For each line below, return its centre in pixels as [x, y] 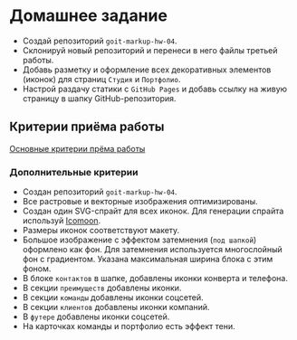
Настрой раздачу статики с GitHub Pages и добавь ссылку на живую [155, 89]
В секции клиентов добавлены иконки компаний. [116, 307]
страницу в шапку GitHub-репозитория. [99, 98]
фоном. [37, 269]
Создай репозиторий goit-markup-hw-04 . [100, 41]
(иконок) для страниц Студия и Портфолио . [101, 79]
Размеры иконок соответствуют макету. [101, 231]
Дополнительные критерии [74, 172]
